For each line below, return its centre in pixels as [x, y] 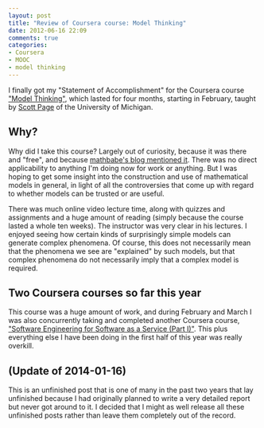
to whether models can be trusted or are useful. [86, 193]
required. [23, 268]
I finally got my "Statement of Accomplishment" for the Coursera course [126, 90]
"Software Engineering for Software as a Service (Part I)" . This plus [118, 329]
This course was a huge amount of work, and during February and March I [130, 312]
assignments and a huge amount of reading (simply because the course [126, 217]
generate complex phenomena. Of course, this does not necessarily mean [130, 243]
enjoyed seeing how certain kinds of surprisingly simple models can [120, 234]
